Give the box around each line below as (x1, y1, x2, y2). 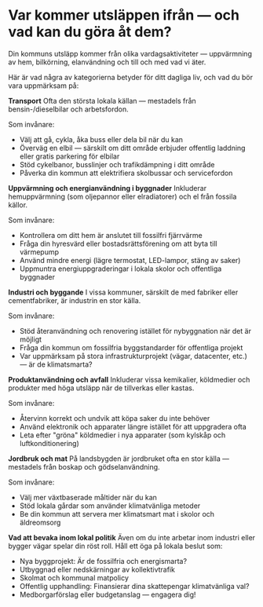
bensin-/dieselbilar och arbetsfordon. (8, 104, 130, 114)
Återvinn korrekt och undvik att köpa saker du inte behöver (19, 413, 210, 422)
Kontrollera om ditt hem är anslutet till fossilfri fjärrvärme (19, 230, 203, 240)
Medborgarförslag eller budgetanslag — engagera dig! (19, 590, 196, 599)
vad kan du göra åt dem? (8, 23, 172, 41)
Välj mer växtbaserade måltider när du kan (19, 492, 157, 502)
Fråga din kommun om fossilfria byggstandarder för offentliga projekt (19, 342, 243, 352)
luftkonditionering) (19, 438, 80, 448)
